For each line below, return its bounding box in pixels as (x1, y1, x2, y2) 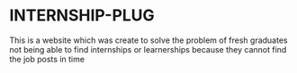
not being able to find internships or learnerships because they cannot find (9, 44, 287, 54)
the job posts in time (9, 53, 85, 64)
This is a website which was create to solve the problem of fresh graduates (9, 35, 288, 45)
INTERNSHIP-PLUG (9, 5, 155, 26)
